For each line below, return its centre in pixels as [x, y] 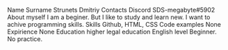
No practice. [25, 39]
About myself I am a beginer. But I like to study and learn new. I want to [109, 17]
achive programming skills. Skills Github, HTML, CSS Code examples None [114, 24]
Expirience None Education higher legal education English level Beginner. [112, 32]
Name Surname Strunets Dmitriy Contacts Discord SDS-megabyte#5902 [111, 10]
